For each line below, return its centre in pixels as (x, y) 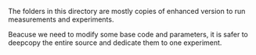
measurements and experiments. (61, 19)
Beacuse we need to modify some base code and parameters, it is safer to (128, 34)
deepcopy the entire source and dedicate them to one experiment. (115, 43)
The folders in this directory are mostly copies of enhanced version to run (127, 11)
